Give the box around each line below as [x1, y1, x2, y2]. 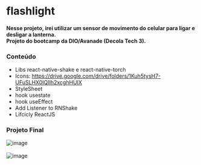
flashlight [6, 4, 56, 18]
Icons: [14, 72, 31, 79]
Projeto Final [6, 126, 44, 134]
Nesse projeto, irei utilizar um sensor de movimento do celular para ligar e [6, 24, 195, 31]
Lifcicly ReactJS [14, 111, 56, 118]
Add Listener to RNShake [14, 104, 78, 112]
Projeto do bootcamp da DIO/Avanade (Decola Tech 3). [6, 37, 146, 45]
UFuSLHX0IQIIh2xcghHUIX [14, 79, 83, 86]
